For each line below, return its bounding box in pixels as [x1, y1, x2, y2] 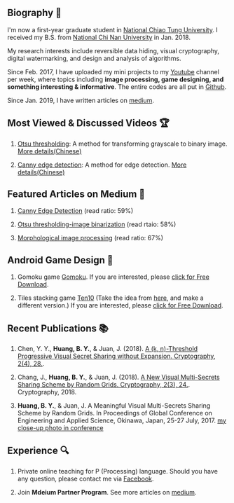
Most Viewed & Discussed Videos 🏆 [7, 117, 170, 130]
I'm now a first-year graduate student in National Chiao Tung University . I [7, 25, 219, 34]
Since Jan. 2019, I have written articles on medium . [7, 96, 154, 104]
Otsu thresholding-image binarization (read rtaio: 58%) [17, 220, 177, 228]
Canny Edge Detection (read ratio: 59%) [17, 207, 134, 215]
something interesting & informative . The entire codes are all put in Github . [7, 82, 226, 91]
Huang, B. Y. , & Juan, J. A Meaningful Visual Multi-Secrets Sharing [17, 401, 211, 410]
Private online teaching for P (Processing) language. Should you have [17, 467, 219, 475]
